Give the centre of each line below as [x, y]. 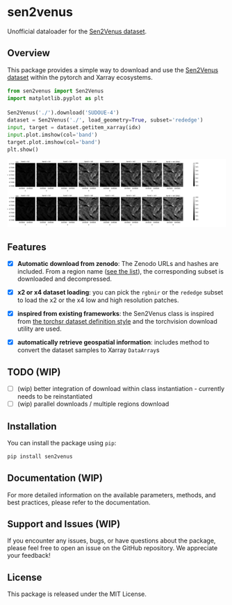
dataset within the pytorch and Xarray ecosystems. [80, 77]
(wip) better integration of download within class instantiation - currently [121, 389]
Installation [32, 426]
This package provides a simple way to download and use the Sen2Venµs [113, 69]
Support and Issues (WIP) [64, 524]
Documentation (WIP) [55, 478]
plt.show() [23, 149]
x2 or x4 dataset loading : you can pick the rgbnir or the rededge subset [120, 292]
